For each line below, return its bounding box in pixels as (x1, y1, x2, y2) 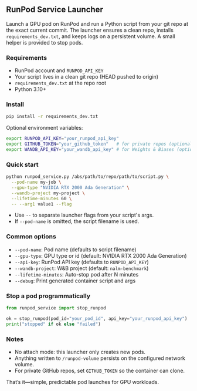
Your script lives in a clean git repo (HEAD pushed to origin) (14, 73, 159, 80)
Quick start (6, 160, 39, 168)
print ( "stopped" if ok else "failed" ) (6, 321, 101, 327)
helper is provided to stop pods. (6, 39, 83, 46)
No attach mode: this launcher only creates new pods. (14, 348, 145, 355)
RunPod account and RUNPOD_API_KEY (14, 67, 104, 74)
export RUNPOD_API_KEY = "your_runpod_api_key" (6, 136, 119, 141)
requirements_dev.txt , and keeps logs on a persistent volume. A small (6, 32, 176, 40)
